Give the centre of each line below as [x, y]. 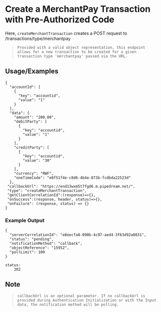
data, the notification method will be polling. [68, 305]
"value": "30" [37, 160]
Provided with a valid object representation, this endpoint [81, 47]
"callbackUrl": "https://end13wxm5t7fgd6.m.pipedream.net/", [71, 186]
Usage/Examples [32, 71]
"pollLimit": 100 [27, 252]
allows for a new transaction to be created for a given [77, 52]
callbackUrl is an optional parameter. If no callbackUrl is [81, 296]
